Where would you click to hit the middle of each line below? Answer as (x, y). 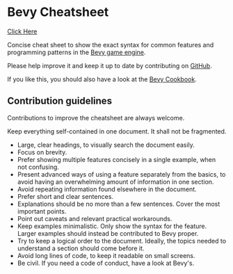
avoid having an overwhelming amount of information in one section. (115, 182)
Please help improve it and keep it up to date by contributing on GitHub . (110, 65)
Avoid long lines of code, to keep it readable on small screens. (106, 255)
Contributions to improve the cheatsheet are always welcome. (96, 118)
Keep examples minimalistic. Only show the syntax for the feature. (112, 226)
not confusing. (38, 167)
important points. (42, 211)
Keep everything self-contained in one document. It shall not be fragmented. (117, 131)
